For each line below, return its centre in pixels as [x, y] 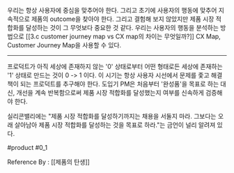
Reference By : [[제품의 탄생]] [49, 162]
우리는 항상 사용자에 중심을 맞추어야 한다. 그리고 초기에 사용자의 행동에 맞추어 [112, 10]
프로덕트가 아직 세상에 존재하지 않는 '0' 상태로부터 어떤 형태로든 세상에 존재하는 [115, 66]
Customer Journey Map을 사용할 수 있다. [64, 45]
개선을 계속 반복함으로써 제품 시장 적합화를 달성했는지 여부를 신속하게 [110, 92]
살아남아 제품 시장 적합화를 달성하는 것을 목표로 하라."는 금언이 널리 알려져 [115, 125]
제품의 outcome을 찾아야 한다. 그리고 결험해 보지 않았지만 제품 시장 [123, 19]
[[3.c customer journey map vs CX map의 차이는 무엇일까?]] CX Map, [123, 36]
